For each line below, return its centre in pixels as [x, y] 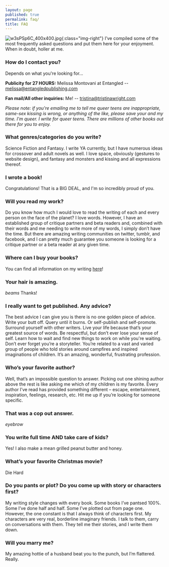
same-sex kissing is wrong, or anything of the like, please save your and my [84, 113]
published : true [22, 15]
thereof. [13, 164]
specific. [14, 400]
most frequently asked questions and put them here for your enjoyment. [80, 44]
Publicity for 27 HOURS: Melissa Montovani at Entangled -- [67, 83]
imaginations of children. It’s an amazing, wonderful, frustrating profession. [83, 355]
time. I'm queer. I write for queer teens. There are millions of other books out [84, 119]
